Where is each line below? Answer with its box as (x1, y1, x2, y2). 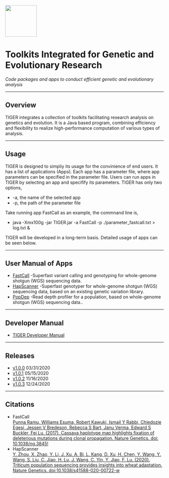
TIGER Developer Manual (12, 332, 65, 338)
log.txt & (12, 225, 30, 231)
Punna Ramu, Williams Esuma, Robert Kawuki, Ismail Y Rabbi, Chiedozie (12, 419, 162, 425)
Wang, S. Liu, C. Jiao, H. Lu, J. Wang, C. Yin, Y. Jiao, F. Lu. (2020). (12, 456, 150, 462)
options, (5, 184, 23, 191)
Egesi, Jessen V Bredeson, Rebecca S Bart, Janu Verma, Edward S (12, 424, 151, 431)
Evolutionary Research (5, 60, 102, 71)
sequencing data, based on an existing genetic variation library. (12, 289, 144, 295)
